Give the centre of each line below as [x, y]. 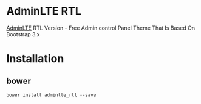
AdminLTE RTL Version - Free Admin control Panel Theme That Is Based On [101, 28]
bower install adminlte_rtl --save [51, 95]
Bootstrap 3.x [23, 34]
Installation [35, 59]
